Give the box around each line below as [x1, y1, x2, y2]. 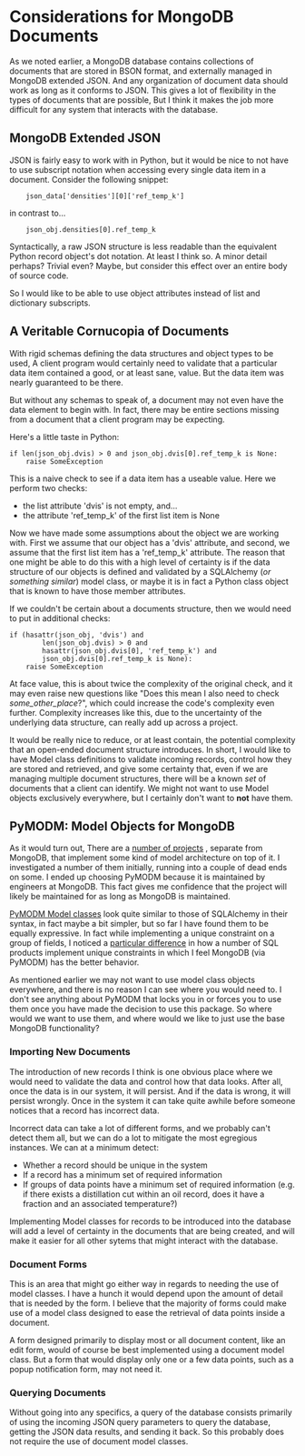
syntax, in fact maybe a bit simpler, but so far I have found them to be [9, 919, 270, 929]
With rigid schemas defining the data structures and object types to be [9, 347, 274, 358]
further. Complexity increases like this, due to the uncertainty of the [9, 707, 262, 718]
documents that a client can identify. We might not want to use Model [9, 782, 270, 793]
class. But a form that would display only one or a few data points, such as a [9, 1353, 294, 1365]
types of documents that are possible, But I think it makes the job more [9, 94, 274, 105]
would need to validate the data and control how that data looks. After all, [9, 1076, 283, 1087]
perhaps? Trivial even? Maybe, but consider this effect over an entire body [9, 260, 288, 271]
